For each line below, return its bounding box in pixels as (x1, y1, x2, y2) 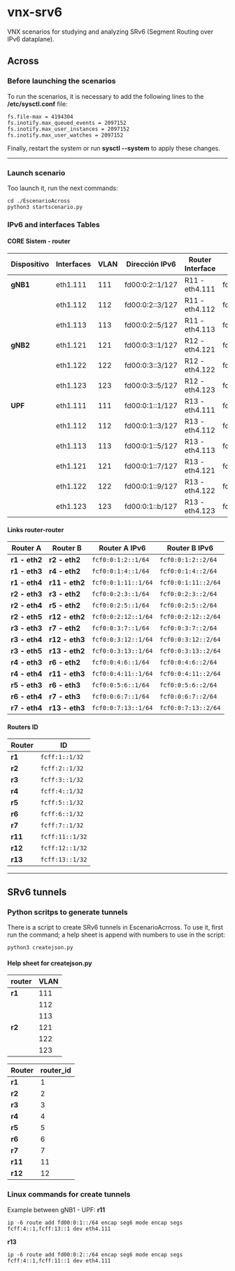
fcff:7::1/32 (40, 822, 84, 829)
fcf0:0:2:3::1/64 (92, 590, 150, 598)
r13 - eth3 (48, 703, 85, 713)
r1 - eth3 (10, 566, 43, 576)
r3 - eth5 (10, 646, 43, 656)
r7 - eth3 (48, 692, 81, 702)
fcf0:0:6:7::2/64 (159, 693, 218, 701)
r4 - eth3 (10, 658, 43, 667)
